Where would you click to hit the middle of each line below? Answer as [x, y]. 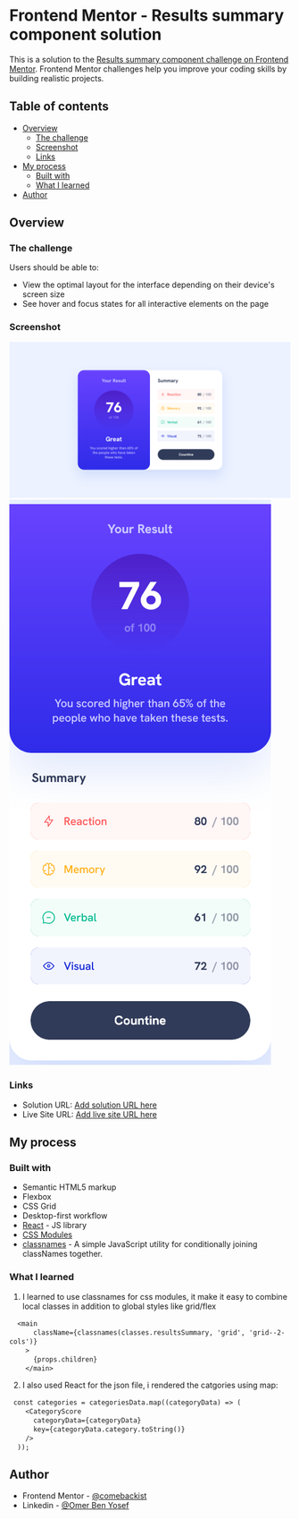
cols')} [24, 1341]
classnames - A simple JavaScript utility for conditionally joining [140, 1244]
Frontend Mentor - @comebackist [84, 1496]
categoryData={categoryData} [87, 1420]
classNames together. [62, 1254]
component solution [86, 34]
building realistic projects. [57, 78]
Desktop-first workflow [65, 1216]
